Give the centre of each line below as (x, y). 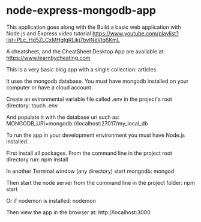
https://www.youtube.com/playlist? (135, 33)
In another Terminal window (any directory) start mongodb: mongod (90, 171)
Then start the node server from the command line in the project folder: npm (100, 182)
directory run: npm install (37, 159)
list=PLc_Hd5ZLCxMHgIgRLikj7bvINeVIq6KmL (63, 40)
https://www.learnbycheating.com (49, 58)
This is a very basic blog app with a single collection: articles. (82, 69)
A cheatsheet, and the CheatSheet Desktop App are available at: (85, 51)
